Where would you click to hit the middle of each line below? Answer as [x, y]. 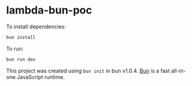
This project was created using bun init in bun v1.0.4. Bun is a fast [88, 71]
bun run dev [21, 59]
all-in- [178, 71]
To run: [15, 48]
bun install [21, 37]
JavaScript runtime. [41, 77]
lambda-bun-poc [49, 10]
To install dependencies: [36, 27]
